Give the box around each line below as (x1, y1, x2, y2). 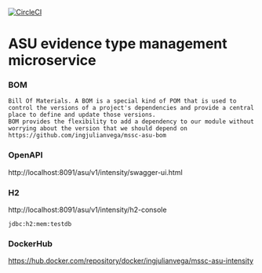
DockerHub (8, 238, 53, 249)
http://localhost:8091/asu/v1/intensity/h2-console (8, 205, 167, 215)
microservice (8, 52, 96, 70)
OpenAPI (8, 150, 43, 161)
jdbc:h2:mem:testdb (8, 220, 72, 228)
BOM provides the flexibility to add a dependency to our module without (8, 118, 255, 126)
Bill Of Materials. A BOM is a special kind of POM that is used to (8, 97, 237, 105)
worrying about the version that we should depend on (8, 125, 188, 133)
